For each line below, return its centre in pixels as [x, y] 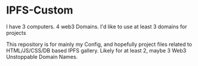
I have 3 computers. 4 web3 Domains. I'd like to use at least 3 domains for [97, 27]
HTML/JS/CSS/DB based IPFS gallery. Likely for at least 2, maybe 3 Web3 [96, 50]
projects [16, 32]
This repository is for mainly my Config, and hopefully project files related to [99, 44]
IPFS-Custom [40, 10]
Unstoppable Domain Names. [42, 57]
